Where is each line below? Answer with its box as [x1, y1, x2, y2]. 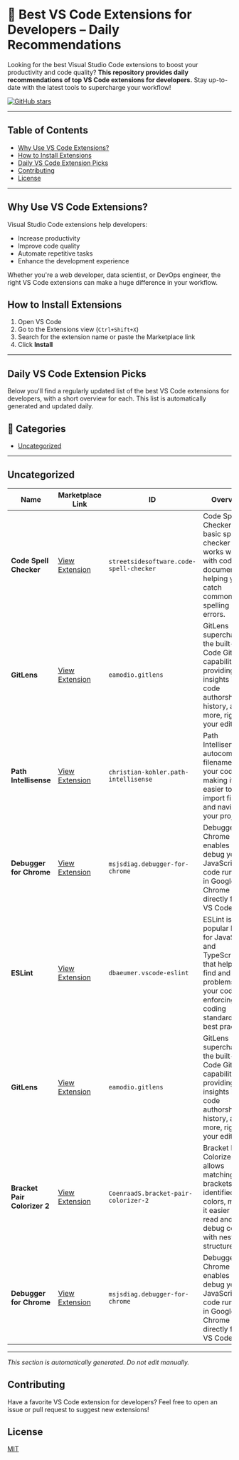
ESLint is [203, 914, 233, 924]
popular [203, 923, 229, 933]
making [203, 775, 228, 785]
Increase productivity [17, 233, 80, 242]
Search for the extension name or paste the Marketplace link [17, 333, 196, 341]
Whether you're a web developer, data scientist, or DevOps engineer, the [7, 271, 221, 279]
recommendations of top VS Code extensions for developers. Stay [7, 75, 208, 84]
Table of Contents [7, 124, 89, 136]
